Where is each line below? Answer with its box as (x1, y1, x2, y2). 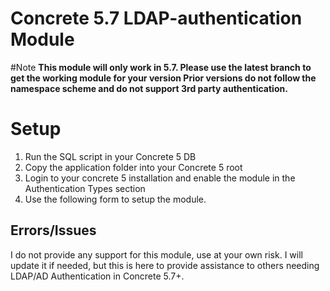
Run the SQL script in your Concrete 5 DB (24, 150, 197, 162)
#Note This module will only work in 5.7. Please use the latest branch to (10, 61, 312, 73)
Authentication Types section (24, 182, 146, 194)
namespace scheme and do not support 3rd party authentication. (10, 82, 288, 94)
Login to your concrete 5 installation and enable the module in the (24, 172, 296, 184)
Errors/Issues (10, 222, 97, 239)
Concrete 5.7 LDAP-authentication (10, 7, 303, 30)
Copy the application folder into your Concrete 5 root (24, 161, 243, 173)
